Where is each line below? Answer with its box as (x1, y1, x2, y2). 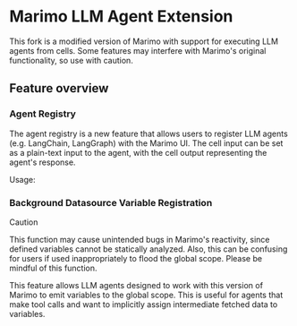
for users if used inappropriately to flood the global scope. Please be (9, 253, 262, 263)
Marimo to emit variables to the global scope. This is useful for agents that (9, 289, 284, 300)
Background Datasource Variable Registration (9, 196, 213, 209)
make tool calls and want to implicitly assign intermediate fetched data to (9, 298, 278, 310)
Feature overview (9, 81, 109, 96)
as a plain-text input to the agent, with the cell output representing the (9, 147, 267, 158)
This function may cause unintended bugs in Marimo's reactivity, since (9, 234, 270, 244)
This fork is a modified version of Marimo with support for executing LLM (9, 36, 279, 47)
